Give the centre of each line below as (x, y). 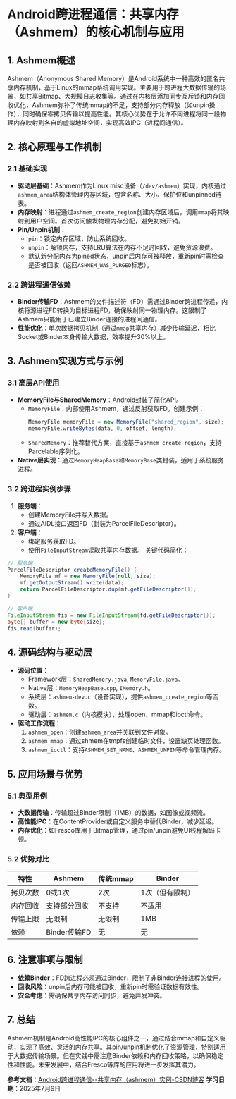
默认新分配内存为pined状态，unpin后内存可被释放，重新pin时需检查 (126, 256)
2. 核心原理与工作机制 (55, 147)
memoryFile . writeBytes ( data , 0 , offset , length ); (103, 428)
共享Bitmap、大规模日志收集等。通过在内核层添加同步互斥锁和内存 (122, 96)
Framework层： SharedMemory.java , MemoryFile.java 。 (106, 679)
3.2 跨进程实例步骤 (39, 489)
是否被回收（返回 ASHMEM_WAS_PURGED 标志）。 (91, 264)
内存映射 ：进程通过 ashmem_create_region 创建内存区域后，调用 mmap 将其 (120, 211)
